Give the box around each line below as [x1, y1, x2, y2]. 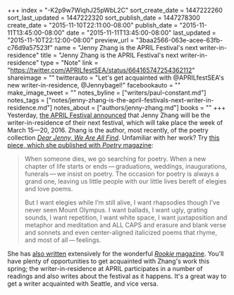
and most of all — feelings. [24, 236, 101, 244]
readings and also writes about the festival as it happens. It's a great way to [7, 272, 227, 280]
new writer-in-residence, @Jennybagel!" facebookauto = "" [7, 81, 181, 89]
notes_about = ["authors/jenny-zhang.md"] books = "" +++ [54, 104, 226, 112]
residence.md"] [7, 104, 53, 112]
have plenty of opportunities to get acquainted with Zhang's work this [7, 257, 210, 265]
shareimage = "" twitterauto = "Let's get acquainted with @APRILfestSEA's [7, 73, 224, 82]
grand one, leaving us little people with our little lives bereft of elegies [24, 177, 227, 186]
